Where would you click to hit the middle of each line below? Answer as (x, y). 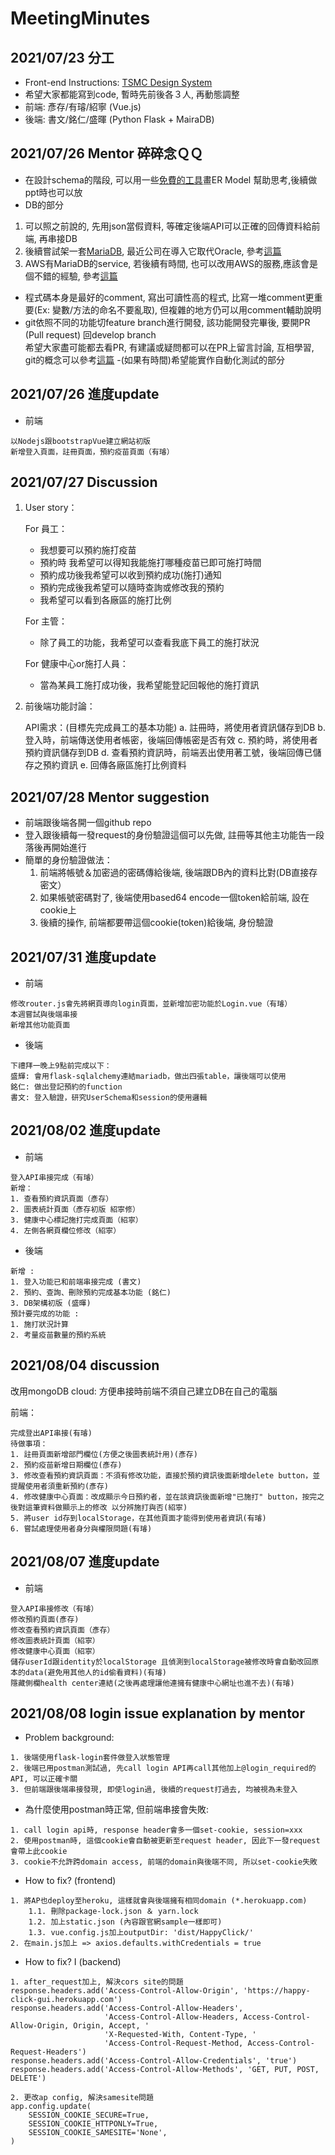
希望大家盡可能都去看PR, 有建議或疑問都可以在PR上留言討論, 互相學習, (169, 347)
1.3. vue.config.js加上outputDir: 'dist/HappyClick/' (141, 1933)
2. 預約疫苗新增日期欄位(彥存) (66, 1465)
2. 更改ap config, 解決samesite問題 (82, 2098)
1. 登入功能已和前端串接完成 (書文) (76, 1282)
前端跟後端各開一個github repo (88, 823)
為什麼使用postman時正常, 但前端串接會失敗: (117, 1809)
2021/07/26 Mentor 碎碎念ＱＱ (106, 153)
